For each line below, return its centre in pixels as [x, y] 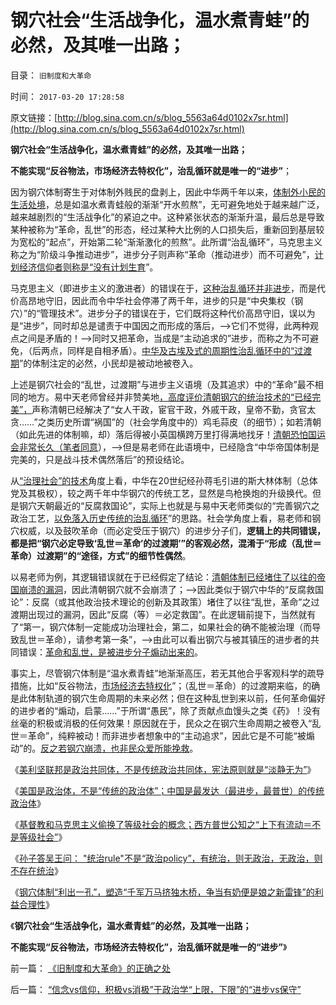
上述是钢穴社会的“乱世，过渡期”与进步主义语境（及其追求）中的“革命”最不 [162, 384]
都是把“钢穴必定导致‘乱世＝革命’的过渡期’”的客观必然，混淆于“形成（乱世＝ [166, 543]
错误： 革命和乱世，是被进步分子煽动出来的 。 [110, 652]
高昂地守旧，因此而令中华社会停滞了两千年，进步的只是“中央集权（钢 [161, 300]
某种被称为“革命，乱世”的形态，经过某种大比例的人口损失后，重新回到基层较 [167, 229]
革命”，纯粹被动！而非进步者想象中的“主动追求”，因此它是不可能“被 [167, 735]
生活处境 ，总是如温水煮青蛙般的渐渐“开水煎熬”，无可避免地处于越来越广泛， [167, 204]
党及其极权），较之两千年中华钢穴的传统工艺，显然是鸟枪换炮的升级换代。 [161, 493]
